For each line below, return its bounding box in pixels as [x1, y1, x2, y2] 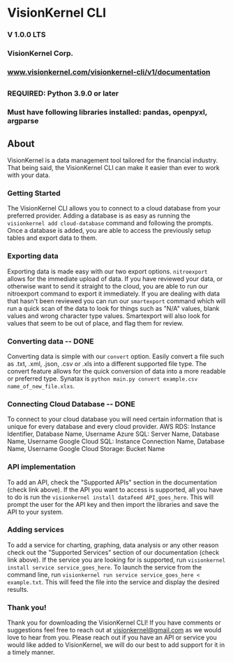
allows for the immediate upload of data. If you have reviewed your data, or [7, 274, 223, 283]
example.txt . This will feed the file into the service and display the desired [7, 577, 220, 586]
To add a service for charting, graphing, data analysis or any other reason [7, 540, 219, 549]
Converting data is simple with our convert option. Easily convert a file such [7, 352, 225, 360]
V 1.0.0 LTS [7, 30, 46, 40]
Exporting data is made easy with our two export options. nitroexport [7, 267, 208, 275]
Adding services [7, 525, 64, 535]
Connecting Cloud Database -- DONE [7, 399, 136, 409]
